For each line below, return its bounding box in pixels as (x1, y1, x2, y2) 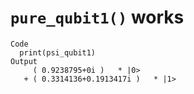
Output (10, 56, 38, 66)
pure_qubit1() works (10, 6, 185, 29)
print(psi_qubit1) (19, 47, 97, 58)
